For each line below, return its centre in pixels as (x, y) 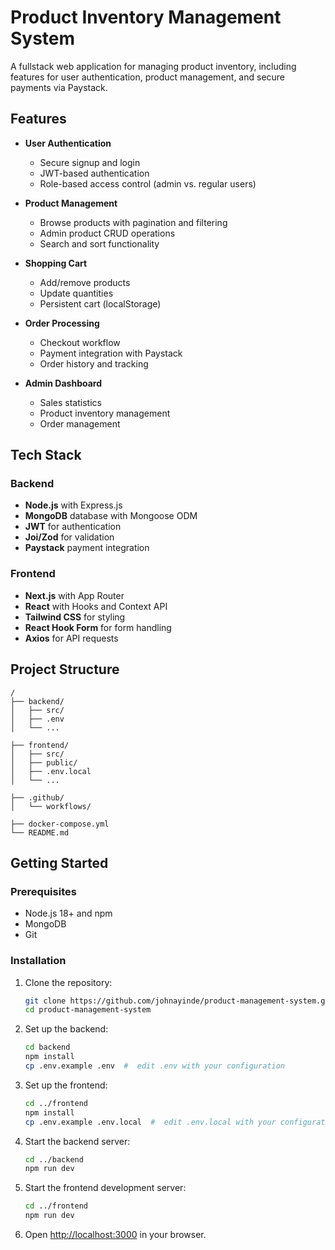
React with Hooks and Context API (96, 606)
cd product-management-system (88, 1010)
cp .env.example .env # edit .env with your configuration (155, 1066)
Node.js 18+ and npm (68, 913)
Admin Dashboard (63, 383)
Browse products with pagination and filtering (133, 222)
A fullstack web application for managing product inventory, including (153, 66)
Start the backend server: (77, 1141)
